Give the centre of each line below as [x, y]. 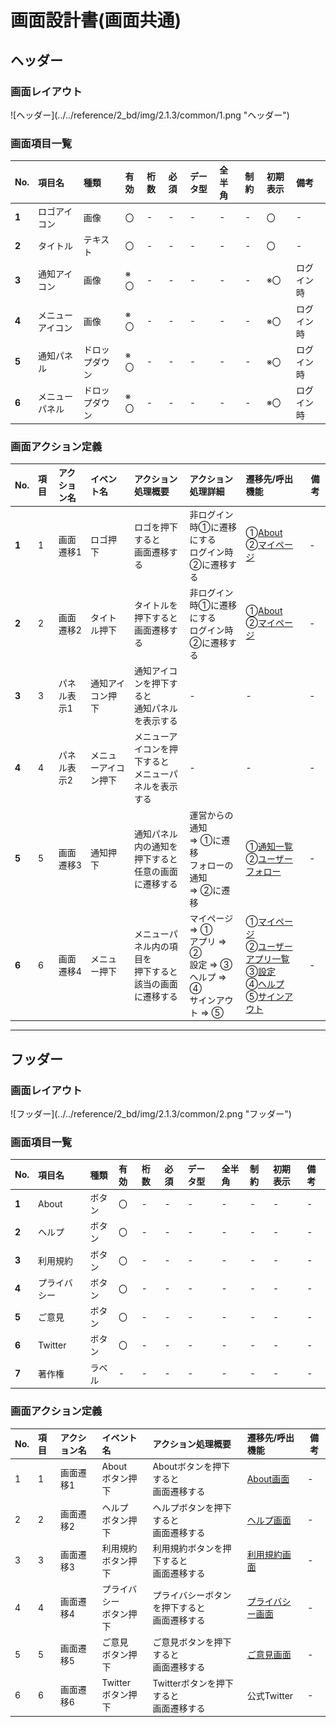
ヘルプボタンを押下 [192, 1507]
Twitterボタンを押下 [193, 1683]
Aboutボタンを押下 [191, 1467]
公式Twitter [270, 1695]
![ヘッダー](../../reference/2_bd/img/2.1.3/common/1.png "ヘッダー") [150, 115]
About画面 [268, 1479]
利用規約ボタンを [187, 1548]
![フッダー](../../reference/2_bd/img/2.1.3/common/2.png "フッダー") [151, 1114]
